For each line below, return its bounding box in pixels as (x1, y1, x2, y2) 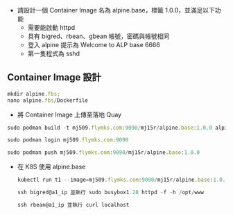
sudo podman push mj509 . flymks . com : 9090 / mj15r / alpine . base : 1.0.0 (7, 149, 200, 156)
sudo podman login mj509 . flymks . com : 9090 (7, 137, 129, 144)
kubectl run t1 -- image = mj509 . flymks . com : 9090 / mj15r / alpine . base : (17, 176, 214, 184)
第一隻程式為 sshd (27, 49, 80, 58)
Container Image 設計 (7, 71, 102, 83)
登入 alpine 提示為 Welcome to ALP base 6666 (27, 41, 161, 49)
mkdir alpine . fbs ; (7, 90, 60, 97)
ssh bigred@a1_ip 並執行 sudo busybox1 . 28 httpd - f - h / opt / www (17, 189, 205, 196)
